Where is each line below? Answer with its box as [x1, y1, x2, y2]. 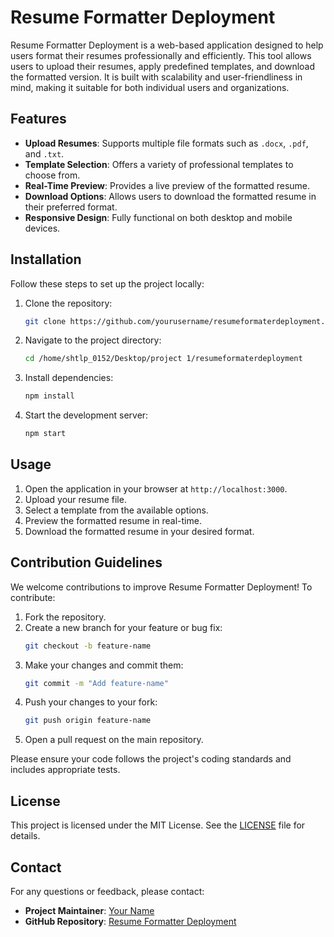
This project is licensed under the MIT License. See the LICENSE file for [10, 819, 306, 831]
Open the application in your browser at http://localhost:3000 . [24, 482, 288, 495]
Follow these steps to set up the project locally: [10, 277, 205, 290]
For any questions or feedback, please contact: [10, 885, 205, 897]
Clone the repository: [24, 297, 113, 309]
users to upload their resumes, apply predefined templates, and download [10, 60, 316, 72]
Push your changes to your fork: [24, 696, 158, 708]
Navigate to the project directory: [24, 334, 162, 346]
